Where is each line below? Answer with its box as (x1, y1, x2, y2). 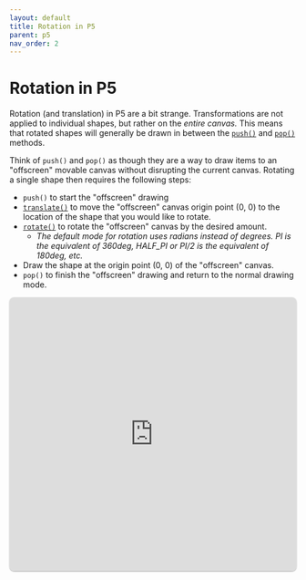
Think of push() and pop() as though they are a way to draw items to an (9, 155, 278, 166)
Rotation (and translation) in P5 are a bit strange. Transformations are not (9, 109, 284, 119)
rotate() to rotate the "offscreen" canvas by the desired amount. (22, 221, 267, 233)
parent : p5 (9, 30, 51, 39)
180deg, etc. (36, 250, 84, 261)
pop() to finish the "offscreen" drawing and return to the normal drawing (22, 270, 294, 281)
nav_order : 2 (9, 38, 59, 48)
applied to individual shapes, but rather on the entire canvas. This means (9, 118, 283, 129)
